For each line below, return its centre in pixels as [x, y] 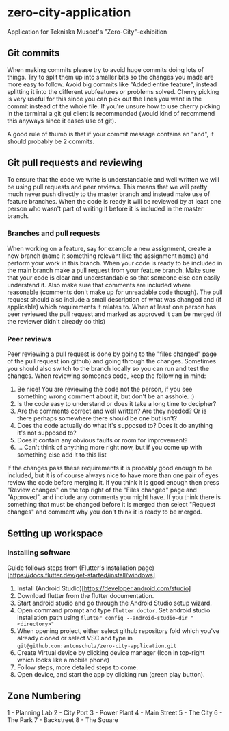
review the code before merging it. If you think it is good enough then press [113, 483]
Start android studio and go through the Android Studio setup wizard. [114, 603]
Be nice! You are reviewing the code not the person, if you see [105, 390]
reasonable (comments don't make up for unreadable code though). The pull [115, 292]
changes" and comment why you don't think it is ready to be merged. [105, 512]
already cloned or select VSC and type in [75, 638]
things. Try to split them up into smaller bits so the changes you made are [110, 77]
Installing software [39, 553]
